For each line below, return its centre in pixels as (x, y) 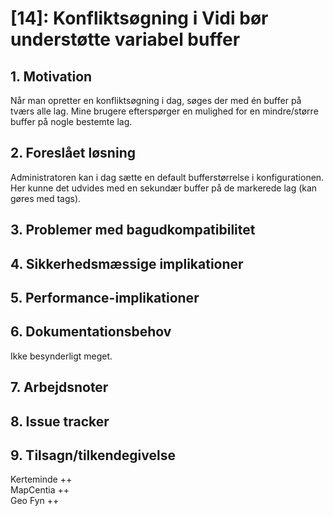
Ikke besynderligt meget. (61, 356)
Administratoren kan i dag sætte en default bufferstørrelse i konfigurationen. (167, 177)
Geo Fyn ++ (35, 501)
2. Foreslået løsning (73, 153)
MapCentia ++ (40, 490)
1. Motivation (51, 76)
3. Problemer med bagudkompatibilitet (133, 230)
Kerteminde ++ (41, 479)
